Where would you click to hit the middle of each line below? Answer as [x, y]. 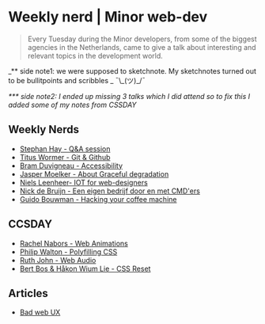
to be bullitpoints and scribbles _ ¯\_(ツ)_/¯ [77, 80]
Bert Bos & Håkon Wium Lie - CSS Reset [85, 269]
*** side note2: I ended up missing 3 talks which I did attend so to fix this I [129, 96]
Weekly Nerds [44, 130]
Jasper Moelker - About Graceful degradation [94, 173]
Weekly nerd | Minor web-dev [108, 17]
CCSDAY [30, 225]
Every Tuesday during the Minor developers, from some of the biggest [142, 39]
